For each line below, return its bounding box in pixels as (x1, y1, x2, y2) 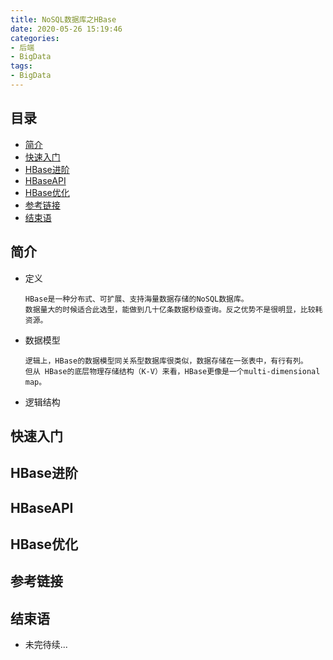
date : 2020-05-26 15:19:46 (10, 24, 123, 34)
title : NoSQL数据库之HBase (10, 14, 117, 25)
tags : (10, 61, 33, 71)
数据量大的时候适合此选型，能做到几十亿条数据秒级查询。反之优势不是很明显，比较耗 (24, 304, 323, 315)
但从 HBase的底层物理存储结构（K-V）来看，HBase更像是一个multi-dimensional (24, 366, 321, 376)
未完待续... (24, 639, 68, 651)
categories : (10, 33, 60, 43)
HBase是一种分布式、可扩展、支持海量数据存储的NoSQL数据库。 (24, 294, 249, 304)
